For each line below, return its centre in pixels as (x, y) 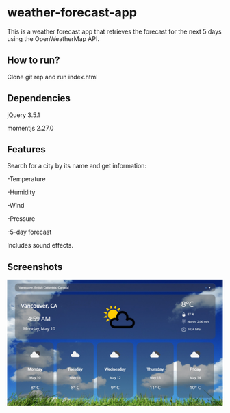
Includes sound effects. (40, 245)
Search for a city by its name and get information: (77, 166)
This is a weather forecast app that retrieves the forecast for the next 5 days (114, 31)
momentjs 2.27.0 (30, 128)
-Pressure (21, 219)
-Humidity (21, 192)
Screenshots (35, 267)
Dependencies (39, 98)
